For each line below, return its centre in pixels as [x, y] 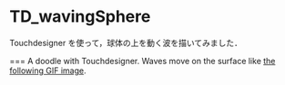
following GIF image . [48, 71]
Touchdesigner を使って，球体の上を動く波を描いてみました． [126, 42]
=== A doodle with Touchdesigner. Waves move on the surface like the [142, 61]
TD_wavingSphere [80, 17]
